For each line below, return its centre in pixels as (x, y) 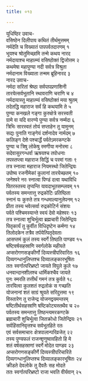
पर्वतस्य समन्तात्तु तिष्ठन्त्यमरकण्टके (38, 312)
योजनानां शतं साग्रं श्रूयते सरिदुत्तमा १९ (40, 292)
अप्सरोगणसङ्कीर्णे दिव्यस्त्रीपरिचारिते (39, 352)
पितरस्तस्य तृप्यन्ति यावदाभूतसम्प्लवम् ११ (43, 186)
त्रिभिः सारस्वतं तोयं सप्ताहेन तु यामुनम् (40, 126)
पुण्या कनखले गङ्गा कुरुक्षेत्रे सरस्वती (39, 113)
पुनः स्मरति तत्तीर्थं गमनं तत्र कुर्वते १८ (40, 279)
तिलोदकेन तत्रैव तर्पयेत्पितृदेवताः (34, 232)
